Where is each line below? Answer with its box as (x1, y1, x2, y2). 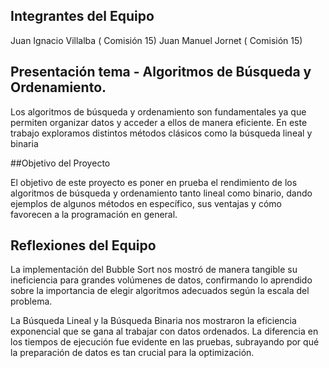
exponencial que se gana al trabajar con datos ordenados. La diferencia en (10, 325, 319, 338)
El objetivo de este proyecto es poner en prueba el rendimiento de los (10, 176, 298, 188)
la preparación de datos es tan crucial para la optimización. (10, 347, 255, 359)
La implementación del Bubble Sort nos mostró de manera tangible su (10, 264, 298, 276)
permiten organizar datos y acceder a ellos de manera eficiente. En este (10, 116, 308, 128)
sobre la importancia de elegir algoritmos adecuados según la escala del (10, 285, 310, 297)
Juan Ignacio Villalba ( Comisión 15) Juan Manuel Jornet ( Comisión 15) (10, 34, 303, 46)
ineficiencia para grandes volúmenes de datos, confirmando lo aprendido (10, 274, 313, 286)
